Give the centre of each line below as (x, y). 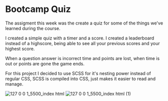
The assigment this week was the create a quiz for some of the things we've (84, 23)
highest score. (20, 48)
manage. (14, 84)
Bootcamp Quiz (38, 9)
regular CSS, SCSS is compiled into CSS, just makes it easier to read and (80, 78)
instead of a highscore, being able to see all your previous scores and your (82, 43)
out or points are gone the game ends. (45, 63)
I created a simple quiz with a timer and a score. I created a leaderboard (80, 38)
